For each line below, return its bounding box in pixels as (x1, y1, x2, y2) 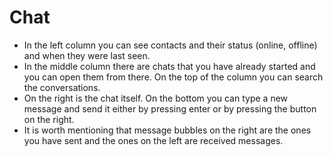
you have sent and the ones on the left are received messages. (23, 134, 284, 146)
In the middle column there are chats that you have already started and (23, 60, 316, 72)
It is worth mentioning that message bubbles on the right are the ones (23, 124, 312, 136)
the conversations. (23, 81, 101, 93)
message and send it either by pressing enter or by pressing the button (23, 102, 317, 115)
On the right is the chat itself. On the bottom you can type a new (23, 92, 289, 104)
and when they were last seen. (23, 49, 151, 61)
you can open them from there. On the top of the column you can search (23, 71, 324, 83)
